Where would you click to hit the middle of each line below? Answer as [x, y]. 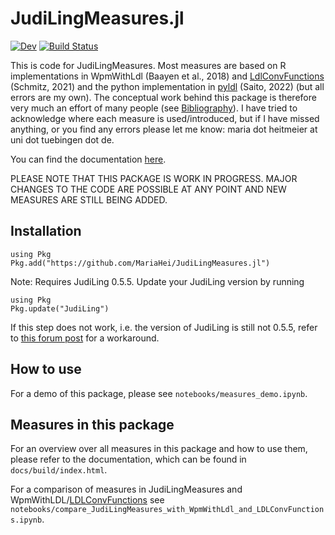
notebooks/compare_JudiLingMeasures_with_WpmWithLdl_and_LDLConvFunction [167, 510]
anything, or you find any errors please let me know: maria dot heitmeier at [164, 129]
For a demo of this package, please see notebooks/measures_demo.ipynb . [159, 393]
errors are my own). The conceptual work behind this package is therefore [163, 97]
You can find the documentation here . [88, 159]
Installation [46, 231]
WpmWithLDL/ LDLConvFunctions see [87, 500]
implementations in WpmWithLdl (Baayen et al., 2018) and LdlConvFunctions [167, 76]
